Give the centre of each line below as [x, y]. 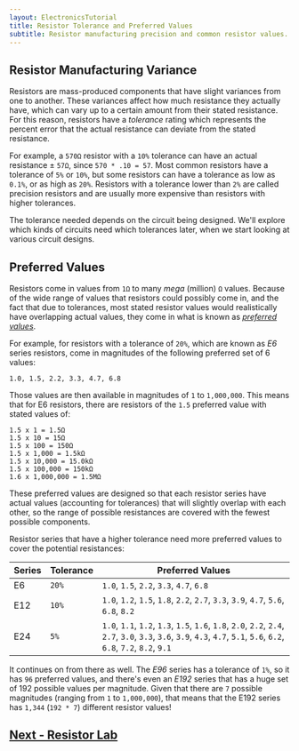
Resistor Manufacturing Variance [103, 70]
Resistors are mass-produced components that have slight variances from [145, 92]
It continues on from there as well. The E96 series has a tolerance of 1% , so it [149, 669]
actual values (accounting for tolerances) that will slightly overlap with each [148, 503]
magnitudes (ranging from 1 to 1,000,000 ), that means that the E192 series [145, 698]
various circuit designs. [52, 239]
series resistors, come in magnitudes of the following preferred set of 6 [140, 353]
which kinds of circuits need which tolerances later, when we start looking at [149, 230]
